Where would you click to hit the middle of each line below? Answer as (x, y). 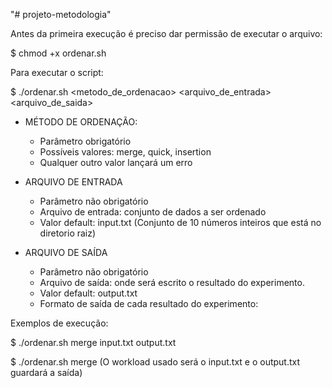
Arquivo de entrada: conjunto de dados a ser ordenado (153, 212)
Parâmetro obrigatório (85, 141)
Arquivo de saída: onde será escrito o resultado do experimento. (172, 282)
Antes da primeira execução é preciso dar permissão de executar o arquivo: (166, 33)
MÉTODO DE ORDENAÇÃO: (81, 122)
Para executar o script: (57, 72)
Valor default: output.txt (88, 293)
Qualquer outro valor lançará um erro (116, 162)
